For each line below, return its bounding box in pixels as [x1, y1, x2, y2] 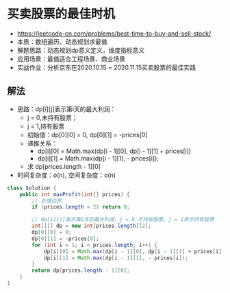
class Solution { [7, 185, 57, 191]
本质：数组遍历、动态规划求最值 [16, 37, 107, 45]
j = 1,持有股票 [27, 121, 65, 130]
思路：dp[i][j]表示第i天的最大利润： [16, 104, 116, 113]
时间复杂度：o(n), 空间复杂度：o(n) [16, 171, 116, 179]
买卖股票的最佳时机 [7, 6, 116, 22]
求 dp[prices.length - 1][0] [27, 162, 101, 170]
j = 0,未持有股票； [27, 113, 78, 121]
